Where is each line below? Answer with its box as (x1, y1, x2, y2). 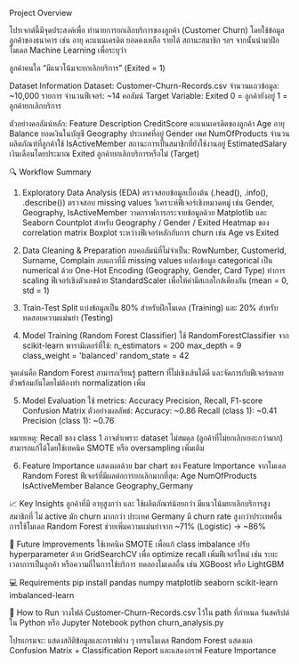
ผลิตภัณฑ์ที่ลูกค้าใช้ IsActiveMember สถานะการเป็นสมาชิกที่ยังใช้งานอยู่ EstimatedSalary (9, 138, 287, 149)
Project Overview (9, 8, 73, 18)
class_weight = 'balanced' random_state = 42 (21, 351, 190, 360)
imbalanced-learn (9, 590, 75, 600)
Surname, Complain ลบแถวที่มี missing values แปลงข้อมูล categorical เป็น (21, 255, 273, 265)
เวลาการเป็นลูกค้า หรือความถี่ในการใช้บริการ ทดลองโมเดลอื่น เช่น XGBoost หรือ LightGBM (9, 559, 285, 569)
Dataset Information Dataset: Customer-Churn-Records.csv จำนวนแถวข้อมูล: (9, 80, 279, 91)
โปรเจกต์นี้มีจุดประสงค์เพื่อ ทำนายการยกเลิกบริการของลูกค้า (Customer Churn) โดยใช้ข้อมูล (9, 25, 285, 35)
